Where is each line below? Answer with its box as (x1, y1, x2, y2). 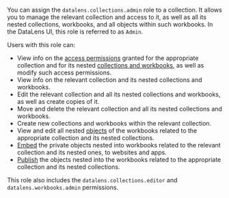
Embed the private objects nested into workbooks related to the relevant (16, 141, 221, 149)
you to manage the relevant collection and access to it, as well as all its (7, 13, 207, 21)
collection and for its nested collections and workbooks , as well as (16, 61, 204, 69)
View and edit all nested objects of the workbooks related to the (16, 126, 198, 135)
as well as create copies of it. (16, 98, 100, 105)
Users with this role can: (7, 41, 76, 48)
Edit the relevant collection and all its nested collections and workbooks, (16, 90, 221, 98)
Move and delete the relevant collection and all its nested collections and (16, 105, 222, 113)
